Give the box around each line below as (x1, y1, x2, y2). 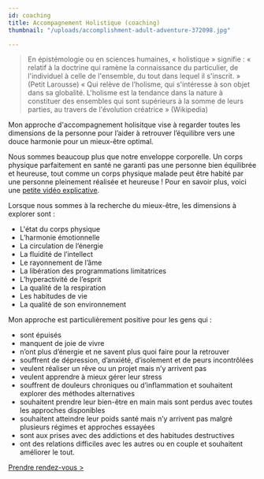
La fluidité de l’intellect (19, 250, 93, 259)
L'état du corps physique (19, 225, 101, 234)
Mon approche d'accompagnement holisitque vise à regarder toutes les (8, 120, 240, 130)
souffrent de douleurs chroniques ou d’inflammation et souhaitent (19, 381, 233, 390)
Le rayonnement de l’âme (19, 258, 102, 268)
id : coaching (8, 11, 51, 20)
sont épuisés (19, 330, 61, 340)
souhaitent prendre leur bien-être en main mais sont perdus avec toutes (19, 397, 254, 407)
